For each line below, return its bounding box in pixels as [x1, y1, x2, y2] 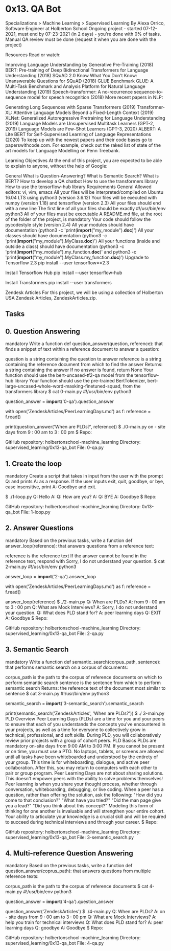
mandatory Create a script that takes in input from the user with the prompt [5, 472, 163, 479]
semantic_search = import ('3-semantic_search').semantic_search [5, 700, 144, 706]
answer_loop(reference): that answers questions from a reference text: [5, 542, 154, 549]
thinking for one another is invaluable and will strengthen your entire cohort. [5, 808, 165, 814]
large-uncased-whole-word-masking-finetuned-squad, [5, 383, 122, 389]
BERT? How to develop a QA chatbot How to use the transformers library [5, 178, 158, 184]
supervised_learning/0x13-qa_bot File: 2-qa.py [5, 630, 104, 637]
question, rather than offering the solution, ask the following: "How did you [5, 791, 162, 798]
